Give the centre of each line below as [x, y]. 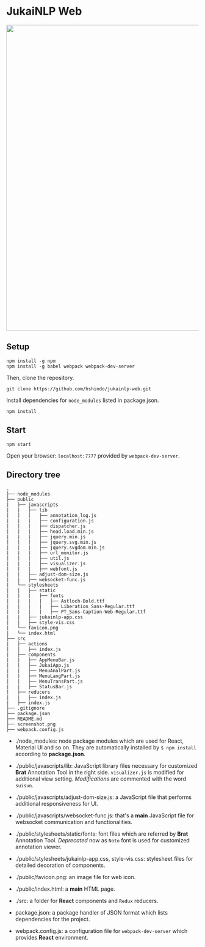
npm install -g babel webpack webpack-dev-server [71, 366]
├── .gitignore [26, 708]
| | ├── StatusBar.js [39, 687]
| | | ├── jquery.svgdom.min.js [56, 548]
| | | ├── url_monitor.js [47, 553]
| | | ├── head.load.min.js [50, 532]
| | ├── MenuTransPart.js [45, 681]
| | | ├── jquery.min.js [46, 537]
